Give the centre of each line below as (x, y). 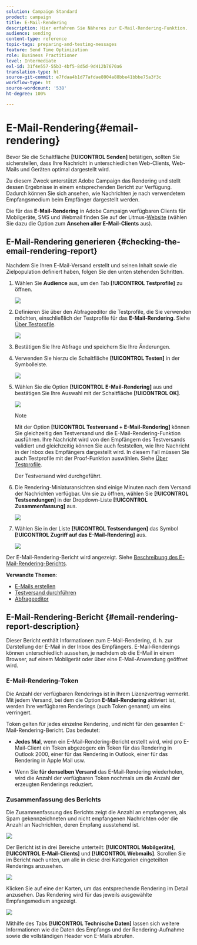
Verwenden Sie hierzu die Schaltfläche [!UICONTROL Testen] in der (97, 358)
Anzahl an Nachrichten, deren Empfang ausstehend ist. (73, 824)
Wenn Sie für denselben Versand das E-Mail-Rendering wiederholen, (99, 771)
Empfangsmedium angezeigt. (42, 901)
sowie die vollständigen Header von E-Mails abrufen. (70, 936)
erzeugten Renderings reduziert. (54, 784)
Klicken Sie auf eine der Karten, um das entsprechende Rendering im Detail (97, 888)
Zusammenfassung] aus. (46, 506)
